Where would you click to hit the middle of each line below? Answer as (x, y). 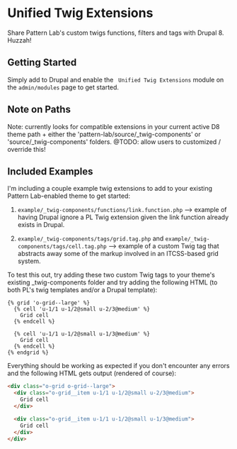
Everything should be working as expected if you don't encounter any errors (118, 366)
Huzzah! (19, 40)
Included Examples (50, 171)
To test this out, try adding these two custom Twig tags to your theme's (111, 275)
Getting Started (42, 63)
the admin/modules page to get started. (63, 87)
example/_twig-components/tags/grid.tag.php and (91, 238)
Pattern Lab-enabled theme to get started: (69, 196)
